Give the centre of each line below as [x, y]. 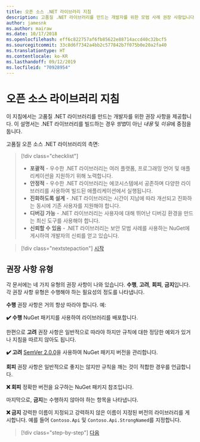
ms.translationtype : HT [36, 51]
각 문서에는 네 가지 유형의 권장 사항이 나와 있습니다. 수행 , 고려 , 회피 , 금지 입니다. [98, 285]
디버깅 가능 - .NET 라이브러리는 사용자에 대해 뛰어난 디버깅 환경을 [106, 214]
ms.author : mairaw [29, 28]
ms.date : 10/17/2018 [32, 34]
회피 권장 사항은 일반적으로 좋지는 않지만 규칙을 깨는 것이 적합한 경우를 [88, 367]
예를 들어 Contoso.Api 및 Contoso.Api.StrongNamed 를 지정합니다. [105, 420]
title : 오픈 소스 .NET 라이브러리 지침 [49, 12]
